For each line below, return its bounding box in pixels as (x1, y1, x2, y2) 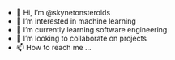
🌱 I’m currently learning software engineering (15, 25, 168, 34)
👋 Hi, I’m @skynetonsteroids (15, 8, 111, 17)
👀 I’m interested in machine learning (15, 16, 136, 26)
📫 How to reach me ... (15, 43, 92, 52)
